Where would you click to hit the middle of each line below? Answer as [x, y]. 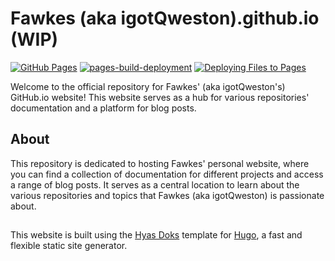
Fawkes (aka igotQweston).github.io [165, 18]
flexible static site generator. [69, 246]
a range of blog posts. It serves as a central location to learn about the [155, 184]
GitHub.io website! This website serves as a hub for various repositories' [160, 97]
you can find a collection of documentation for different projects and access [167, 174]
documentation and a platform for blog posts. [103, 108]
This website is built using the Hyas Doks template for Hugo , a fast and [156, 235]
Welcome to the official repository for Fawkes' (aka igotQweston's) [148, 86]
